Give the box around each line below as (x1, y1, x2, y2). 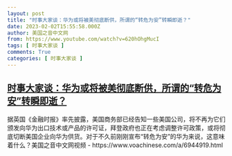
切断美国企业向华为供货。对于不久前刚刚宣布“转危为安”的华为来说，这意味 (12, 132, 225, 140)
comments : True (7, 49, 51, 56)
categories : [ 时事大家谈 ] (7, 55, 83, 62)
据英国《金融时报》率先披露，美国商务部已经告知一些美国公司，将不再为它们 (7, 115, 226, 123)
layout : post (7, 10, 45, 17)
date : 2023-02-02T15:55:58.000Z (7, 23, 100, 30)
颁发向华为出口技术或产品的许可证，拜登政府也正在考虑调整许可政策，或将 (7, 124, 220, 132)
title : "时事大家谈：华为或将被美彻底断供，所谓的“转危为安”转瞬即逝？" (7, 17, 191, 23)
